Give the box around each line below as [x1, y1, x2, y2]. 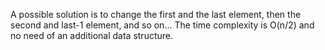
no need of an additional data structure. [10, 30, 174, 41]
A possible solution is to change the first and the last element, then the [10, 9, 302, 20]
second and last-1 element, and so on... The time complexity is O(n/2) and [10, 19, 315, 31]
